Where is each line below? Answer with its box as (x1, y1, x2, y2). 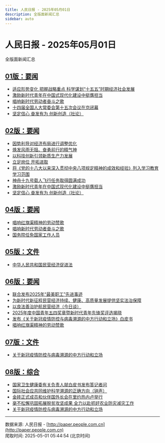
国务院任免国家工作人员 (12, 232, 60, 238)
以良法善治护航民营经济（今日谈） (12, 304, 82, 310)
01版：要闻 (5, 72, 38, 80)
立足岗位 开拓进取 (12, 158, 48, 165)
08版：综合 (5, 368, 40, 376)
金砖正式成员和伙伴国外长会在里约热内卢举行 (12, 394, 103, 400)
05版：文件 (5, 248, 40, 256)
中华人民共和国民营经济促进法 (12, 261, 73, 267)
